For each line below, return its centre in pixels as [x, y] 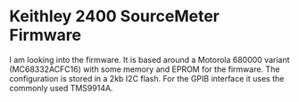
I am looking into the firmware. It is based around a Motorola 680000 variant [149, 59]
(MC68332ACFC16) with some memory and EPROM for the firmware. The [145, 69]
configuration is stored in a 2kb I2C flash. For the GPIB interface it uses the [147, 78]
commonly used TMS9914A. [61, 88]
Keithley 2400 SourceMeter [115, 16]
